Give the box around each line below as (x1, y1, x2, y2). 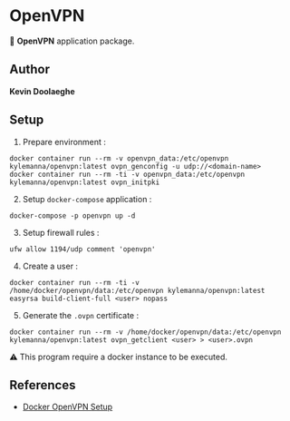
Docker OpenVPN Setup (22, 401, 113, 413)
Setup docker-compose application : (22, 193, 152, 204)
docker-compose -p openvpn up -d (9, 210, 136, 220)
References (9, 377, 76, 393)
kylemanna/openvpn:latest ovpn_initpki (9, 178, 160, 187)
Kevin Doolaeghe (9, 85, 75, 96)
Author (9, 62, 50, 77)
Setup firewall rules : (22, 227, 100, 238)
